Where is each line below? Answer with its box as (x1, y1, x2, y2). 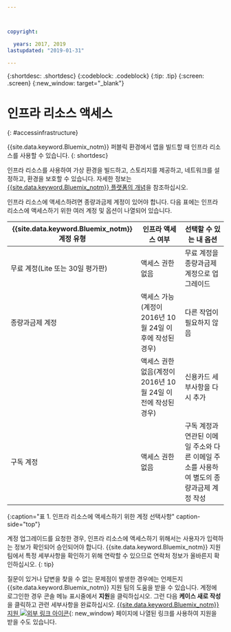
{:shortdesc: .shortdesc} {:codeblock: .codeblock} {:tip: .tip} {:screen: (7, 72, 205, 80)
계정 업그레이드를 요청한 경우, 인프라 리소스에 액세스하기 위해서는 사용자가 (7, 534, 206, 543)
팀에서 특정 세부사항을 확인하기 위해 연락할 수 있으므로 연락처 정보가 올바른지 (7, 551, 213, 560)
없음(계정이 (140, 367, 175, 377)
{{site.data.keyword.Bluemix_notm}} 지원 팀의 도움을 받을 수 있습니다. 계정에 (7, 583, 217, 592)
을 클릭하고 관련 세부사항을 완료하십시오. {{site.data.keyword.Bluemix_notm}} (7, 600, 219, 609)
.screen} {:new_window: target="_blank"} (7, 79, 125, 87)
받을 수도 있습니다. (7, 618, 57, 626)
